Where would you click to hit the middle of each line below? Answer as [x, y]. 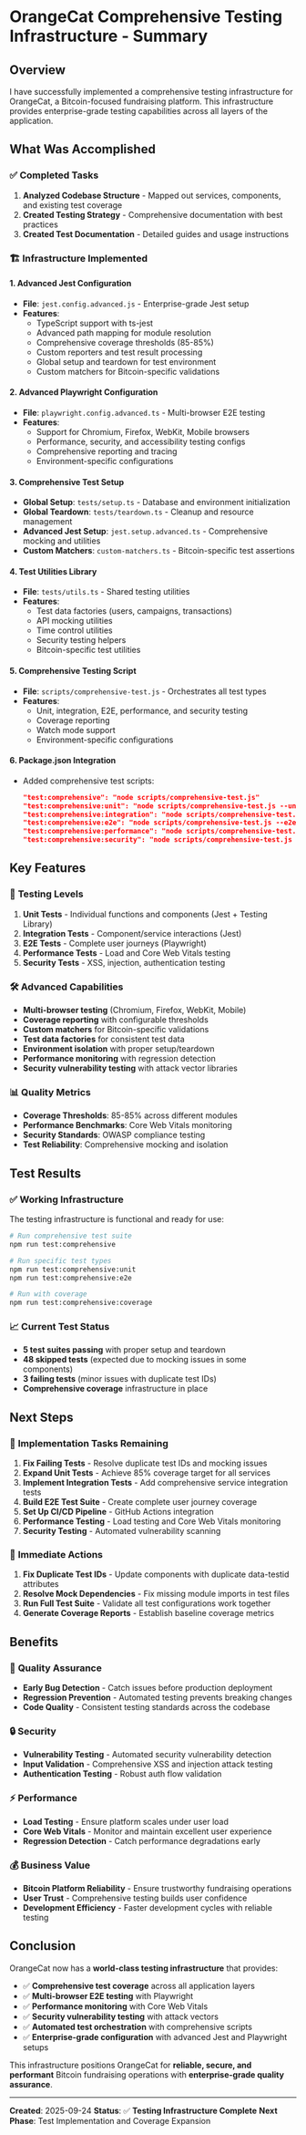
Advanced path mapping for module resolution [123, 332]
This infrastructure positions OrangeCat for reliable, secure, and [131, 2065]
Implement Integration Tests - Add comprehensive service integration [155, 1483]
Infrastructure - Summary [109, 36]
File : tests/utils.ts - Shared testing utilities [106, 592]
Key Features [48, 868]
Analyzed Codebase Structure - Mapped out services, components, [152, 195]
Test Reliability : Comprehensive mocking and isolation [125, 1145]
